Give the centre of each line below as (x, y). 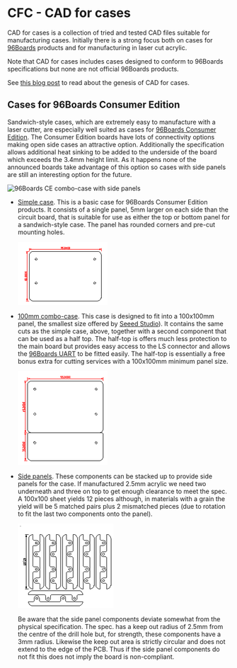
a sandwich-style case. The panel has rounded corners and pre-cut (116, 224)
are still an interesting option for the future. (70, 174)
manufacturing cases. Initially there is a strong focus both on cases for (110, 40)
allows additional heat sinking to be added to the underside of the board (112, 152)
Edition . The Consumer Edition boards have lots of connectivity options (111, 137)
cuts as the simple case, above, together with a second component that (122, 331)
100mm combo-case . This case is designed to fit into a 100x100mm (116, 316)
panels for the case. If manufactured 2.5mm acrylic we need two (112, 483)
